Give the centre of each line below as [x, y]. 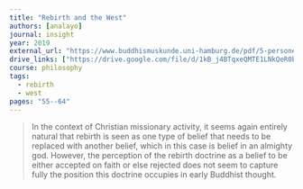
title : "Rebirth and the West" [68, 18]
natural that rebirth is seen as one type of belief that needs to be [151, 137]
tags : [19, 76]
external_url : [36, 51]
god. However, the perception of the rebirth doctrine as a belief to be [160, 156]
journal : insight [42, 34]
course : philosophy [46, 68]
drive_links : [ [38, 59]
